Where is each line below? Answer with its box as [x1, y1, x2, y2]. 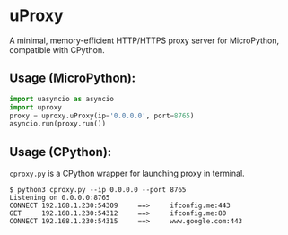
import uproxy [9, 102, 63, 112]
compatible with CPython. [9, 44, 105, 55]
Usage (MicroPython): [9, 71, 136, 86]
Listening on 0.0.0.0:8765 [9, 194, 110, 203]
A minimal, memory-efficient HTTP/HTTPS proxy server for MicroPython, [9, 35, 280, 46]
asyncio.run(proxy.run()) [9, 119, 106, 128]
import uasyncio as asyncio [9, 94, 115, 103]
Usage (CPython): [9, 144, 112, 160]
